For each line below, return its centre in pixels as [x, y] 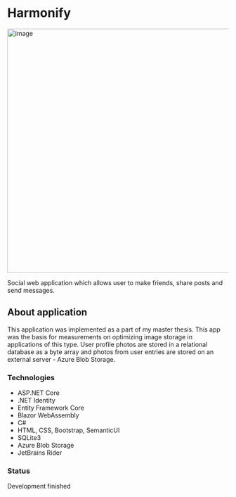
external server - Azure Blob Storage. [61, 359]
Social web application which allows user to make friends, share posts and [115, 282]
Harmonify [39, 13]
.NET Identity [37, 401]
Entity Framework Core [51, 408]
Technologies [31, 377]
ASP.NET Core [38, 393]
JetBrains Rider [40, 453]
